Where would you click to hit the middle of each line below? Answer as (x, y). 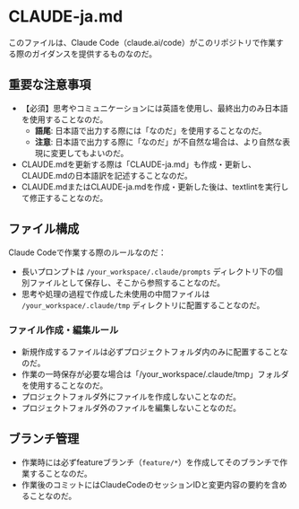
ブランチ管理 (44, 439)
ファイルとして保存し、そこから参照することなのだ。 (127, 282)
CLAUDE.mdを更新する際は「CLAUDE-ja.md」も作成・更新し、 (139, 164)
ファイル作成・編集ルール (64, 330)
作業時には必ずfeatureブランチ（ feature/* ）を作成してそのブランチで (150, 462)
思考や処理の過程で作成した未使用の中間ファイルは (115, 294)
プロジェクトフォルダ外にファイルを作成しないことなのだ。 (131, 396)
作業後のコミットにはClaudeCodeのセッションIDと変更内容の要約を (146, 484)
